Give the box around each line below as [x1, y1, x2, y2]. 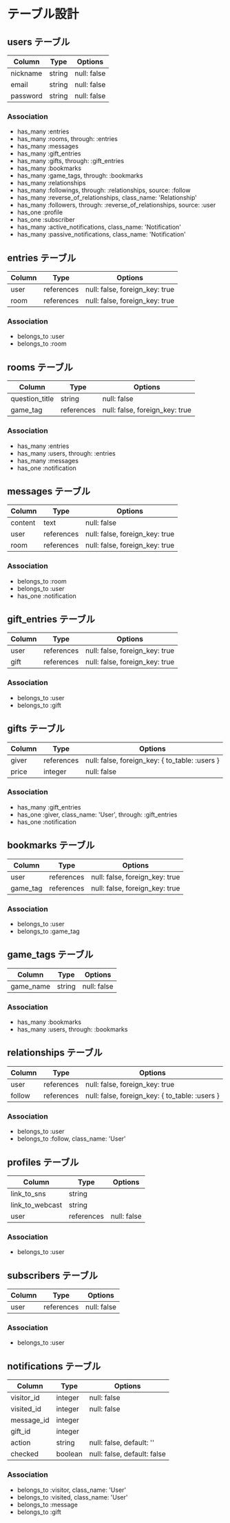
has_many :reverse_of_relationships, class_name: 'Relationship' [17, 194, 198, 202]
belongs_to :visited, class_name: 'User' [17, 1493, 128, 1501]
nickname [10, 68, 43, 78]
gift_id [10, 1427, 31, 1437]
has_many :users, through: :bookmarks [17, 1025, 128, 1034]
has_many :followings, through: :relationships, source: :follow [17, 186, 191, 194]
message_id [10, 1415, 50, 1425]
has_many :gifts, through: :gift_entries [17, 157, 125, 165]
